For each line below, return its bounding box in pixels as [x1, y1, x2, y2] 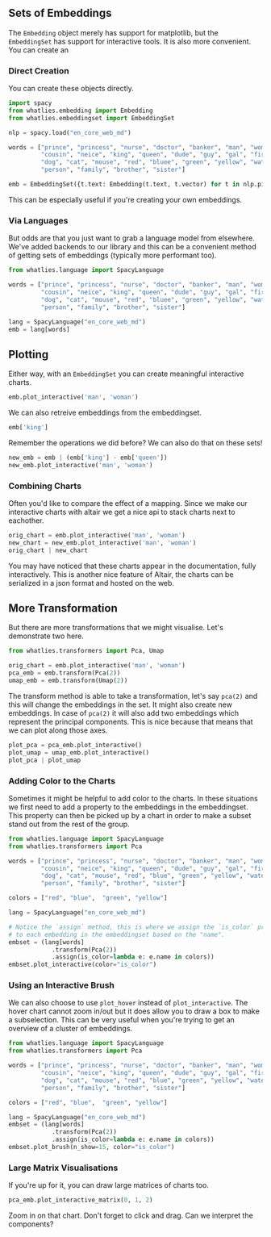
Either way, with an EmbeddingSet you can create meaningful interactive [8, 369, 244, 378]
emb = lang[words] [8, 325, 70, 333]
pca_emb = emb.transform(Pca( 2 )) [8, 669, 121, 677]
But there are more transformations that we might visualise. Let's [8, 623, 223, 633]
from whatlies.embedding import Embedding [8, 107, 153, 115]
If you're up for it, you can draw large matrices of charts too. [8, 1181, 210, 1190]
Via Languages [8, 215, 69, 226]
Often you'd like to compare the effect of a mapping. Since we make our [8, 499, 248, 508]
